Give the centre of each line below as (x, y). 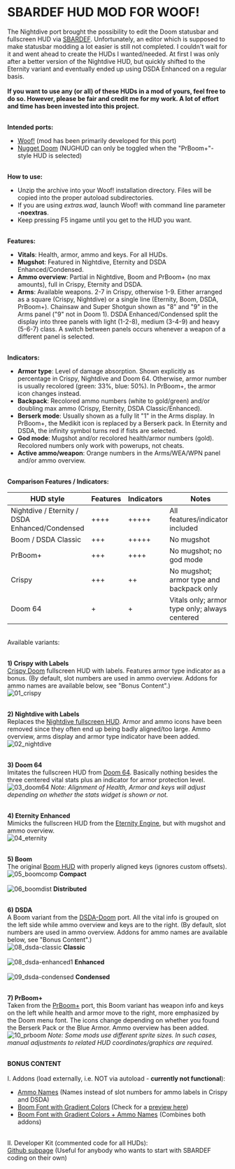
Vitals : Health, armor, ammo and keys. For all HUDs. (92, 254)
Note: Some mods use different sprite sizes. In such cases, (133, 1035)
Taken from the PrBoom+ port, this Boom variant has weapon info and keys (116, 1005)
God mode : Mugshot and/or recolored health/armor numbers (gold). (116, 438)
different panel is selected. (56, 336)
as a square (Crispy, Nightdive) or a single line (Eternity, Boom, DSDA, (118, 299)
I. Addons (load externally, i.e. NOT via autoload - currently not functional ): (116, 1078)
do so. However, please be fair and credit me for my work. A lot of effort (113, 98)
